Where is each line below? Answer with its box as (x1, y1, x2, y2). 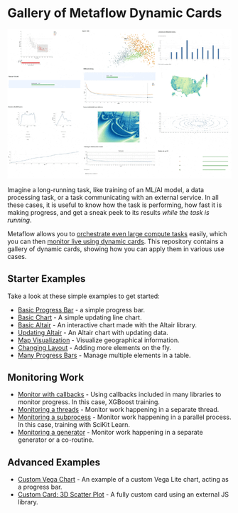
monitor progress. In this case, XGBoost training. (17, 398, 160, 406)
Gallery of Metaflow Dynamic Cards (7, 5, 222, 21)
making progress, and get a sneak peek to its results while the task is (7, 208, 210, 216)
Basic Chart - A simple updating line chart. (17, 313, 142, 322)
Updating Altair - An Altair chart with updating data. (17, 328, 168, 337)
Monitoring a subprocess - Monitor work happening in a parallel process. (17, 413, 232, 421)
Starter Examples (7, 273, 86, 285)
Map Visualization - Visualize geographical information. (17, 336, 180, 344)
